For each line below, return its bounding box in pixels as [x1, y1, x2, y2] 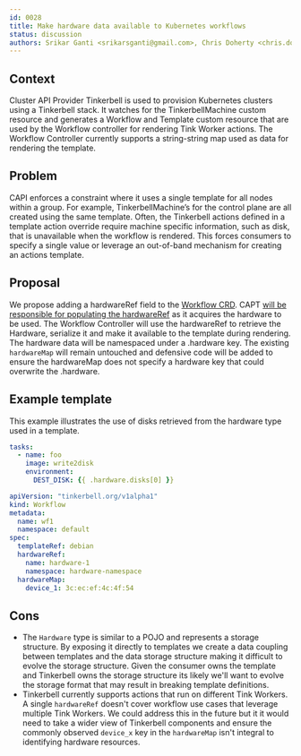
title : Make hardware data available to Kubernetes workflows [9, 21, 246, 30]
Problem [9, 168, 58, 184]
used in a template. [9, 425, 81, 435]
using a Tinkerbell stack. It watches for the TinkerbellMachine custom [9, 105, 267, 116]
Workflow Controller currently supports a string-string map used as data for [9, 133, 289, 144]
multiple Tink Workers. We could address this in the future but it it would [21, 709, 289, 719]
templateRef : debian [17, 542, 94, 551]
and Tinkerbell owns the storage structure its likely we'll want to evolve [21, 670, 285, 681]
